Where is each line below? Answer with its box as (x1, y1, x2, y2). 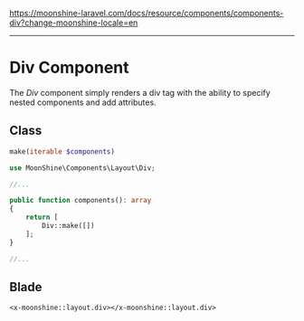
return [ (25, 212, 59, 222)
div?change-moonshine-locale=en (9, 17, 138, 28)
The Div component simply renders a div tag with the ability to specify (9, 87, 271, 98)
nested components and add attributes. (9, 97, 157, 108)
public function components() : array (9, 196, 152, 205)
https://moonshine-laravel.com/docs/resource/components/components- (9, 8, 284, 18)
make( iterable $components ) (9, 146, 116, 156)
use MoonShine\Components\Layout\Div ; (9, 163, 156, 173)
